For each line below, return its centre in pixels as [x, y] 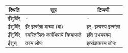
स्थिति [14, 10]
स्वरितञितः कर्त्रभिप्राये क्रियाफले [53, 35]
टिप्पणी [103, 10]
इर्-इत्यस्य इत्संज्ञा [103, 26]
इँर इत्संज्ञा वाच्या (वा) [44, 26]
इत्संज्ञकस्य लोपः [101, 43]
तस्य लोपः [34, 43]
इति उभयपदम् [99, 35]
